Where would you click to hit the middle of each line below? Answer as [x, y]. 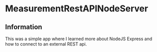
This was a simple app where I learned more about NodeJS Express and [79, 39]
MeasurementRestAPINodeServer [77, 9]
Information [24, 27]
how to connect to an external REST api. [46, 44]
